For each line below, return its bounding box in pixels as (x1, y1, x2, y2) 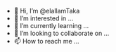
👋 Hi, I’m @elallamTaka (13, 7, 80, 15)
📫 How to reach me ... (13, 37, 79, 45)
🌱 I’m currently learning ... (13, 22, 89, 30)
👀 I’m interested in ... (13, 14, 74, 22)
